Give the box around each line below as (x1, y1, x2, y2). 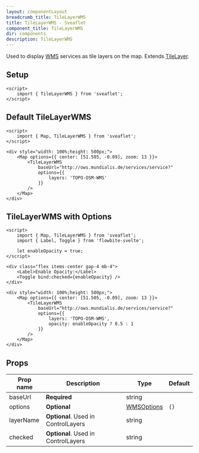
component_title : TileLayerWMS (6, 25, 84, 32)
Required (46, 393, 72, 401)
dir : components (6, 31, 46, 37)
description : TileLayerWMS (6, 36, 73, 42)
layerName (9, 416, 40, 424)
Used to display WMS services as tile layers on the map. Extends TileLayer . (6, 53, 190, 59)
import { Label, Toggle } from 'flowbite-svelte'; (17, 238, 145, 244)
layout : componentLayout (6, 8, 68, 15)
